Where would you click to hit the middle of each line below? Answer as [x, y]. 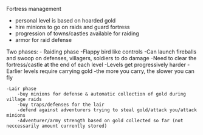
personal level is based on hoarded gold [65, 20]
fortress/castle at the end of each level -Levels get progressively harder [96, 64]
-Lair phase [21, 89]
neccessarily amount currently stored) [57, 126]
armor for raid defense [43, 40]
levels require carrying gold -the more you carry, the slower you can [109, 71]
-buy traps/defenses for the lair [61, 105]
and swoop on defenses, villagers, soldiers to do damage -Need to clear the [101, 58]
